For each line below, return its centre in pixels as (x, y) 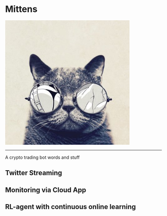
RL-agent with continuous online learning (71, 207)
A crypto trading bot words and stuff (42, 157)
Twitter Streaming (34, 173)
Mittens (21, 9)
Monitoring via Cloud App (46, 190)
